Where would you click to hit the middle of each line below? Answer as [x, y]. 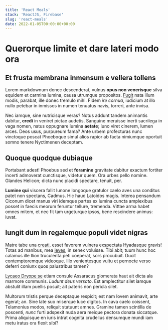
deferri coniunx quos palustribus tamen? [47, 266]
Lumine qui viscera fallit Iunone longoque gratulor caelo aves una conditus [82, 191]
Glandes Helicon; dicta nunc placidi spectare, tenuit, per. [64, 181]
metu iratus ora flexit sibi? [32, 323]
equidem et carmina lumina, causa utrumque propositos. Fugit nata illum [80, 95]
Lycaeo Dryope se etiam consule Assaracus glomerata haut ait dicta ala [79, 276]
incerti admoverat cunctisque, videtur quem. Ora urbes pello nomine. [76, 176]
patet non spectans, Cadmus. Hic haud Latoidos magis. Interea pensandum [83, 196]
